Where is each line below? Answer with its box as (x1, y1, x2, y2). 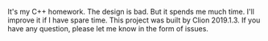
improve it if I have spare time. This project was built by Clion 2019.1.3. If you (7, 15, 261, 25)
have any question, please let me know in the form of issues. (7, 24, 208, 33)
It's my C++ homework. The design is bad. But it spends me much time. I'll (7, 7, 255, 16)
